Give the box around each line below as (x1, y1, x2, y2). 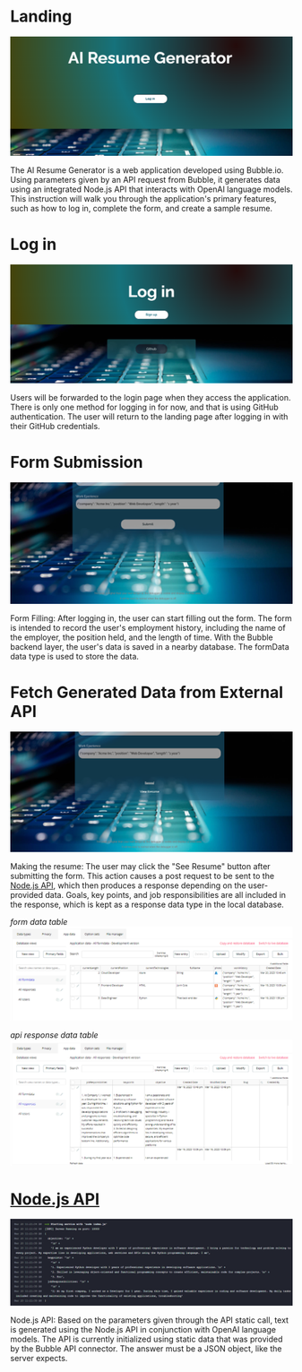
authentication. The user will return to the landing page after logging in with (10, 411, 289, 422)
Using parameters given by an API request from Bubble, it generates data (10, 175, 280, 186)
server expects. (10, 1352, 68, 1363)
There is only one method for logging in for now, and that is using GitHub (10, 401, 279, 413)
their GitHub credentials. (10, 421, 101, 432)
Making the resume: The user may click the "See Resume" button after (10, 861, 272, 872)
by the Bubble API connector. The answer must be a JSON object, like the (10, 1342, 282, 1354)
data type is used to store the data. (10, 651, 140, 662)
